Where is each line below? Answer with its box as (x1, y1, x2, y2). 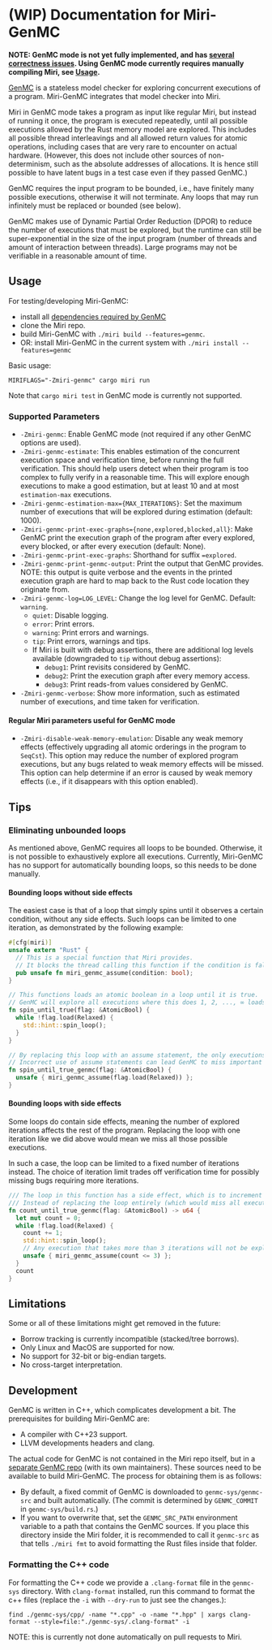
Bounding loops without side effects (8, 887, 134, 897)
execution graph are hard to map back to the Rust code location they (19, 576, 249, 586)
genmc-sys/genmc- (205, 1488, 263, 1496)
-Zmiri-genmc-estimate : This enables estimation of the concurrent (19, 447, 240, 457)
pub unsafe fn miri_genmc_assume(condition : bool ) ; (15, 968, 194, 977)
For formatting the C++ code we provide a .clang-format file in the (8, 1578, 231, 1587)
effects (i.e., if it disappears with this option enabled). (19, 777, 198, 786)
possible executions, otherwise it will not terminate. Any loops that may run (8, 192, 259, 201)
